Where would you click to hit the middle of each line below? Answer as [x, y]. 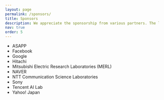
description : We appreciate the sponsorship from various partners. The [81, 23]
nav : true [15, 28]
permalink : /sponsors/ [28, 14]
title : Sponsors [21, 18]
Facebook [22, 51]
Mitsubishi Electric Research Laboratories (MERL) [62, 67]
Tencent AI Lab [27, 87]
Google [20, 56]
